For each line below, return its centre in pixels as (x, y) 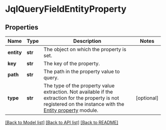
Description (87, 41)
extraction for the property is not (82, 98)
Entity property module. (71, 110)
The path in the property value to (82, 71)
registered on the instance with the (84, 104)
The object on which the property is (85, 49)
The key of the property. (72, 64)
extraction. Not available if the (78, 92)
